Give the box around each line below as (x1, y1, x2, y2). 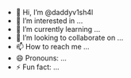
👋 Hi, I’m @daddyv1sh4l (15, 8, 94, 17)
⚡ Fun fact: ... (15, 62, 60, 72)
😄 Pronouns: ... (15, 53, 67, 63)
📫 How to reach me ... (15, 42, 90, 51)
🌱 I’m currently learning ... (15, 25, 101, 33)
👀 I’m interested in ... (15, 16, 83, 25)
